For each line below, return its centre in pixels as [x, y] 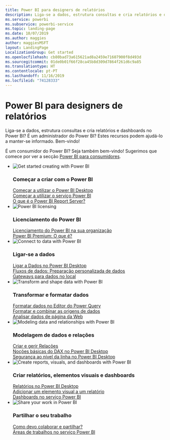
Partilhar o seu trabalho [42, 416]
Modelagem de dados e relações [53, 335]
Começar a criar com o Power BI [53, 179]
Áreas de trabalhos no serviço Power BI [54, 432]
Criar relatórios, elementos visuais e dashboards [74, 375]
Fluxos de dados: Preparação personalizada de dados [69, 271]
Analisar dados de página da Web [48, 316]
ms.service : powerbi [27, 19]
